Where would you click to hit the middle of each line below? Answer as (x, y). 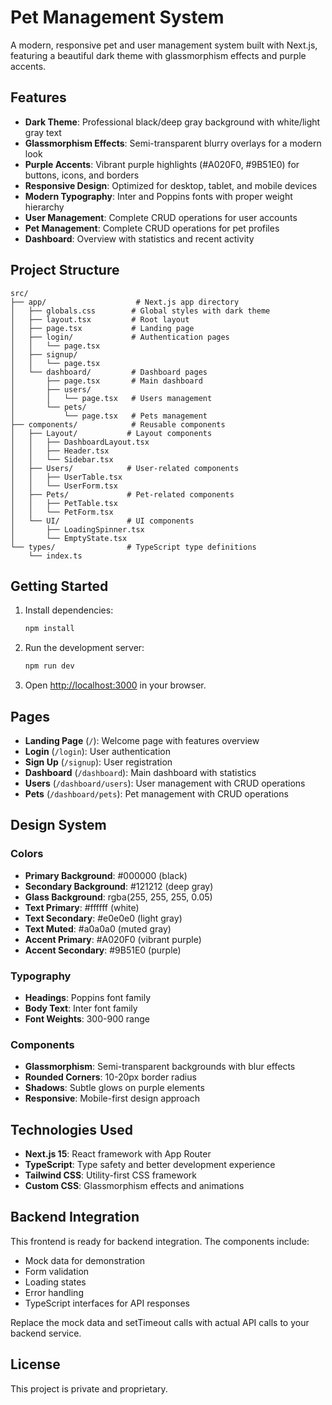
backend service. (46, 1333)
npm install (49, 629)
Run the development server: (84, 648)
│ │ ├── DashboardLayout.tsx (80, 442)
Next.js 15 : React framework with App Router (118, 1154)
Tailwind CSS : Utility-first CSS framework (110, 1175)
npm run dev (49, 666)
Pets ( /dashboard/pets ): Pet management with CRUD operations (156, 793)
